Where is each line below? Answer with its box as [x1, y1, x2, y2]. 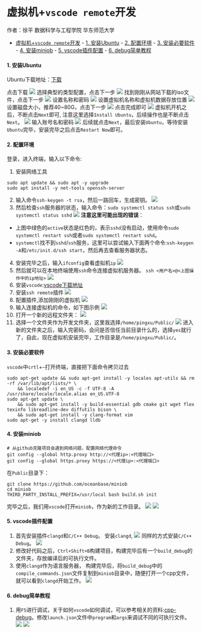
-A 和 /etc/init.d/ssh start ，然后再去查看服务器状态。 [15, 247, 151, 254]
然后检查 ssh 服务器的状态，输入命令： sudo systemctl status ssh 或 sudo [15, 204, 191, 211]
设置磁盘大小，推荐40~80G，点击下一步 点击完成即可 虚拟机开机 [7, 104, 182, 111]
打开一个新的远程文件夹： [15, 311, 79, 319]
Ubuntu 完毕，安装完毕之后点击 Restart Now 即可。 [7, 126, 126, 134]
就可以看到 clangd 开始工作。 [15, 577, 84, 584]
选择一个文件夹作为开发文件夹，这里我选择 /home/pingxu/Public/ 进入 [15, 319, 194, 326]
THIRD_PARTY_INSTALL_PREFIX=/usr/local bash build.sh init [7, 492, 157, 498]
